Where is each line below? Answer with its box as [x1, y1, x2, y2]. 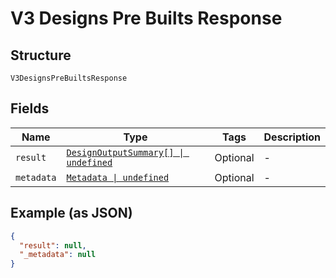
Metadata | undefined [66, 172, 170, 183]
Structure [10, 47, 72, 64]
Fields [10, 100, 50, 117]
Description [263, 130, 321, 144]
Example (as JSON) [10, 205, 133, 222]
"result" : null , [19, 240, 87, 251]
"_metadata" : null [19, 250, 97, 260]
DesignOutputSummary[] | [66, 147, 185, 158]
